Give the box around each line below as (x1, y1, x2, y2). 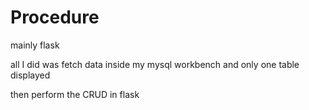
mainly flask (10, 39, 60, 51)
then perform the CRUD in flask (10, 88, 140, 100)
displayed (10, 69, 51, 81)
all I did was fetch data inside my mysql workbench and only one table (10, 58, 300, 70)
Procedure (10, 6, 100, 29)
